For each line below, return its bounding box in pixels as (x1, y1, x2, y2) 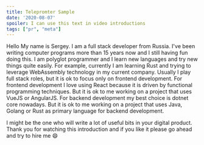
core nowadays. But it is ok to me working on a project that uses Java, (6, 101, 183, 108)
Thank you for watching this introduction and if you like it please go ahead (6, 126, 192, 133)
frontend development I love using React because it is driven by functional (6, 82, 193, 89)
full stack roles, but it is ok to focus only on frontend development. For (6, 75, 183, 82)
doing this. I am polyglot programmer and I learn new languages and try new (6, 55, 198, 63)
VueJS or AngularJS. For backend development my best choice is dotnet (6, 94, 189, 102)
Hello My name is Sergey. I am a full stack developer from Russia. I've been (6, 43, 195, 50)
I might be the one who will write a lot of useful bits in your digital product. (6, 119, 192, 127)
